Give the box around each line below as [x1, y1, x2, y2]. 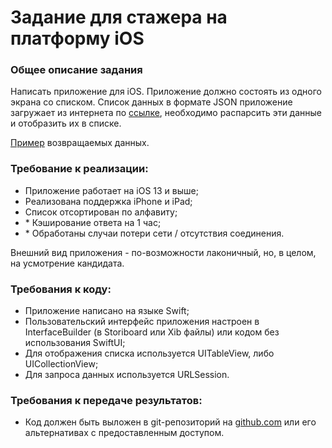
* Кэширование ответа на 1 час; [24, 216, 162, 228]
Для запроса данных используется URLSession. [24, 369, 230, 381]
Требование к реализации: [10, 162, 149, 176]
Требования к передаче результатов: [10, 394, 203, 407]
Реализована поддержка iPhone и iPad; [24, 195, 193, 207]
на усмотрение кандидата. [10, 257, 125, 269]
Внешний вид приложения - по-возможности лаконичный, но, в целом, [10, 246, 317, 258]
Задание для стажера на [10, 6, 228, 29]
